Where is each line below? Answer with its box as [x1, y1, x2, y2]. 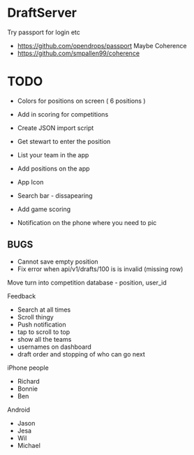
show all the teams [17, 335, 72, 343]
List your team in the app [17, 150, 89, 159]
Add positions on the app [17, 164, 90, 173]
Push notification [17, 320, 66, 328]
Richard [17, 377, 40, 385]
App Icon [17, 178, 44, 186]
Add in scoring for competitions [17, 110, 109, 118]
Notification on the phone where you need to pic [17, 218, 157, 226]
